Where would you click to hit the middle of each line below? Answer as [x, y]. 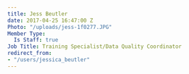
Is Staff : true [36, 40]
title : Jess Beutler [38, 14]
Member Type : [27, 33]
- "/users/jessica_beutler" [49, 60]
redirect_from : [30, 54]
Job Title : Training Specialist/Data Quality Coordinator [94, 47]
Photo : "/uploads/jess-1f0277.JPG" [60, 27]
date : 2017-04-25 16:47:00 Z [50, 20]
